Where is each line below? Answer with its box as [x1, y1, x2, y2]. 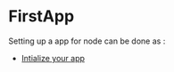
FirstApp [8, 6, 75, 27]
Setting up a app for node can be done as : [8, 36, 166, 46]
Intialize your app [21, 52, 86, 63]
